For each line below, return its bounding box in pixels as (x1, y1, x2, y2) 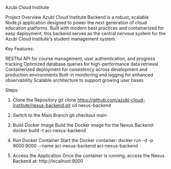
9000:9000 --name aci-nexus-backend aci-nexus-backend (12, 143, 138, 149)
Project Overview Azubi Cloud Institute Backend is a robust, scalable (5, 14, 149, 20)
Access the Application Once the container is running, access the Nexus (12, 153, 165, 158)
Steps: (5, 87, 19, 93)
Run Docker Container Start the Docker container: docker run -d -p (12, 137, 154, 143)
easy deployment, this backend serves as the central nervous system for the (5, 31, 166, 36)
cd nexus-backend (71, 102, 111, 108)
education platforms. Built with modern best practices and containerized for (5, 25, 164, 31)
